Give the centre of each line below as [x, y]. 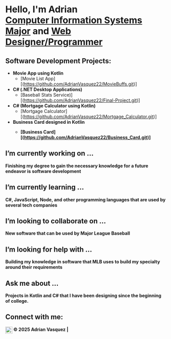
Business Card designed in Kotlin [49, 122]
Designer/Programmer [54, 42]
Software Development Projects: [58, 61]
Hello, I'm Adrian [41, 9]
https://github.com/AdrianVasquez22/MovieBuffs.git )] [80, 84]
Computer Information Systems [74, 20]
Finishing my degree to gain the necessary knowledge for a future [77, 166]
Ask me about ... [32, 283]
